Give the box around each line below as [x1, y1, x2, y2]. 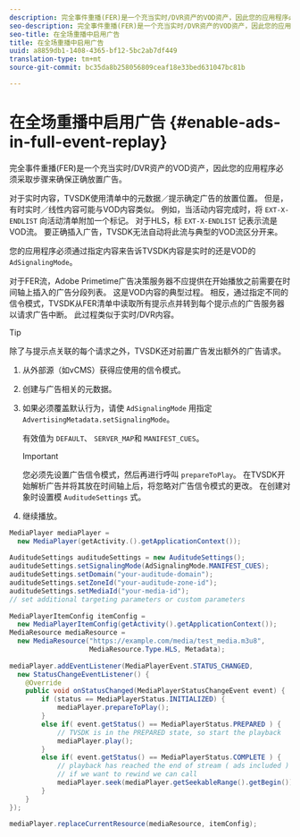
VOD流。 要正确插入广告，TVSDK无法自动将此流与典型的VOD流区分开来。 [9, 226, 283, 237]
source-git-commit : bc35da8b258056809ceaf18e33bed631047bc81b [9, 64, 246, 73]
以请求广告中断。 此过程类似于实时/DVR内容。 [9, 309, 179, 320]
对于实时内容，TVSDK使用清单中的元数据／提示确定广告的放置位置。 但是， [9, 192, 288, 203]
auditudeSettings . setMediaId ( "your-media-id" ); [9, 586, 190, 595]
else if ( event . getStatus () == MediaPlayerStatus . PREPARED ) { [41, 720, 281, 729]
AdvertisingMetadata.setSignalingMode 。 [21, 414, 175, 424]
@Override [25, 678, 62, 688]
